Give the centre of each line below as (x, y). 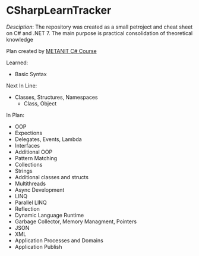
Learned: (17, 63)
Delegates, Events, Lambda (48, 139)
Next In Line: (22, 85)
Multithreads (30, 183)
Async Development (40, 190)
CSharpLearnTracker (59, 10)
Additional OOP (34, 152)
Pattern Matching (36, 158)
